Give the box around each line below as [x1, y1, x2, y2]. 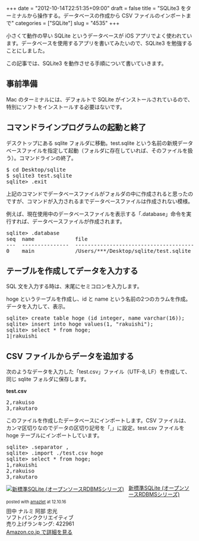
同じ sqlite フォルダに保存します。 [6, 376, 90, 383]
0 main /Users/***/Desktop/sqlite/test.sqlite [6, 248, 191, 254]
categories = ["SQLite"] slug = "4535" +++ [15, 20, 120, 26]
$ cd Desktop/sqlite [6, 166, 67, 173]
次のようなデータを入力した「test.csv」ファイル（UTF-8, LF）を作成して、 [6, 368, 191, 375]
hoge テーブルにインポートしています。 [6, 432, 103, 439]
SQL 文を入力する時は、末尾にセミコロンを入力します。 [6, 283, 143, 290]
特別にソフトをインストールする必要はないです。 [6, 103, 125, 110]
